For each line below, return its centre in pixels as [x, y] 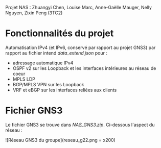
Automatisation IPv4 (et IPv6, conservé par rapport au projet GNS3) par [80, 47]
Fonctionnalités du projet [60, 33]
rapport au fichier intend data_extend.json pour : [56, 53]
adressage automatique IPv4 [43, 63]
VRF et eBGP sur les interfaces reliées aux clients [65, 90]
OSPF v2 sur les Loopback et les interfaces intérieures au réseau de [84, 68]
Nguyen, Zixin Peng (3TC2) [34, 13]
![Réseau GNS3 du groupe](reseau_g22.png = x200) [61, 140]
